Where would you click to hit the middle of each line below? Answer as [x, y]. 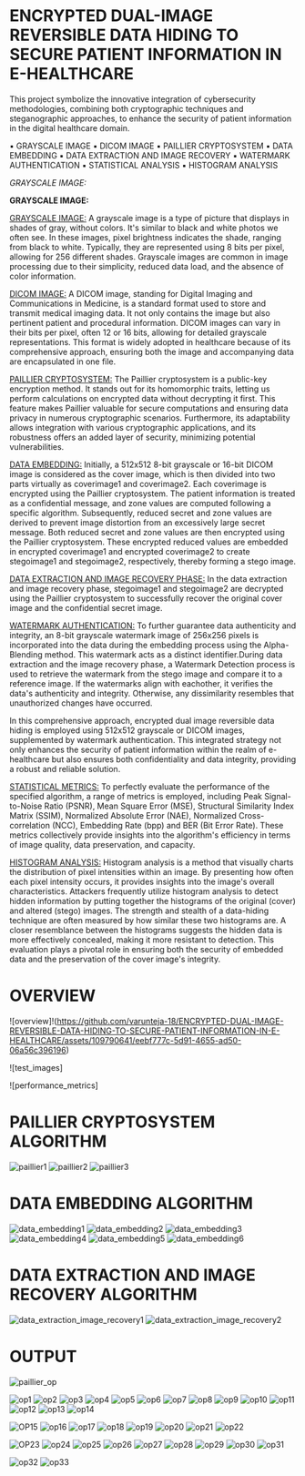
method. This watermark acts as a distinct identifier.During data [163, 654]
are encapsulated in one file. [63, 361]
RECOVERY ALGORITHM [103, 1294]
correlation [30, 825]
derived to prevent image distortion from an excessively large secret [137, 522]
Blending [26, 654]
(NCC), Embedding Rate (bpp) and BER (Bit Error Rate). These [168, 825]
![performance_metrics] [54, 1085]
